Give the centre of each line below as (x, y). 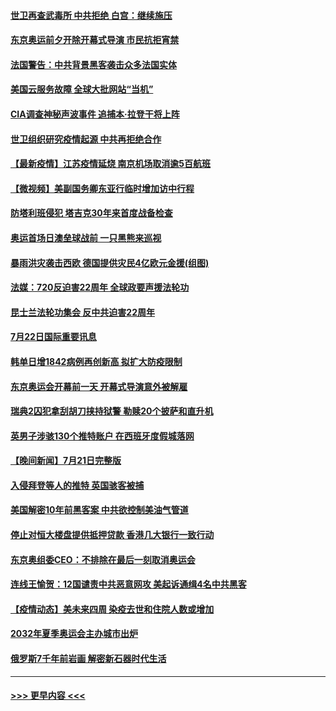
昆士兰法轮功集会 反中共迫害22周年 (82, 312)
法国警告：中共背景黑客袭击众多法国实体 (93, 64)
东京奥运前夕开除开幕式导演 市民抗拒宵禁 (95, 40)
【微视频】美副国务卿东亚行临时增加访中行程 (102, 188)
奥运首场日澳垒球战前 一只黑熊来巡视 (86, 237)
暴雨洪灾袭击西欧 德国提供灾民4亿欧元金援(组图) (110, 262)
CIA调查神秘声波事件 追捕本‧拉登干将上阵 (95, 114)
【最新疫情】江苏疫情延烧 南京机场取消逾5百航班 (111, 164)
